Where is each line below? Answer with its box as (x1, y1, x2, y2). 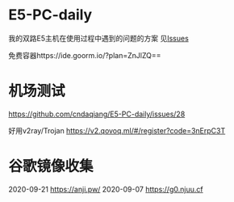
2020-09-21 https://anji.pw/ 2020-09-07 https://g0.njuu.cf (8, 184, 203, 194)
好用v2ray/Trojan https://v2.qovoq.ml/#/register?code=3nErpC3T (8, 125, 226, 135)
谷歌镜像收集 (8, 158, 94, 175)
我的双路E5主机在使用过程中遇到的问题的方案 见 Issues (8, 33, 190, 43)
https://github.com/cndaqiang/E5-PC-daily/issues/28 (8, 109, 186, 119)
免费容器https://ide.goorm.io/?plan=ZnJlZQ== (8, 50, 161, 60)
